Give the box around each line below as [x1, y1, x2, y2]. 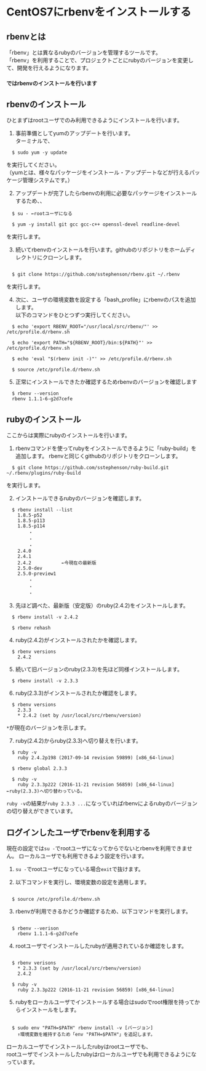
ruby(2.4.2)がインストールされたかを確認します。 [15, 636, 140, 644]
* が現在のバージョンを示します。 [6, 724, 90, 732]
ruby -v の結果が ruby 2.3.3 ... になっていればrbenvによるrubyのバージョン [6, 800, 198, 807]
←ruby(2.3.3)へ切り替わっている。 [6, 788, 85, 794]
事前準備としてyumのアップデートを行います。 [15, 130, 134, 137]
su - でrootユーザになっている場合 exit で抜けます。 [15, 866, 145, 873]
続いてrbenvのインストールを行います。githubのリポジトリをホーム [15, 246, 186, 253]
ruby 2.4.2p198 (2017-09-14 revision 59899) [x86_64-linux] [17, 755, 175, 761]
